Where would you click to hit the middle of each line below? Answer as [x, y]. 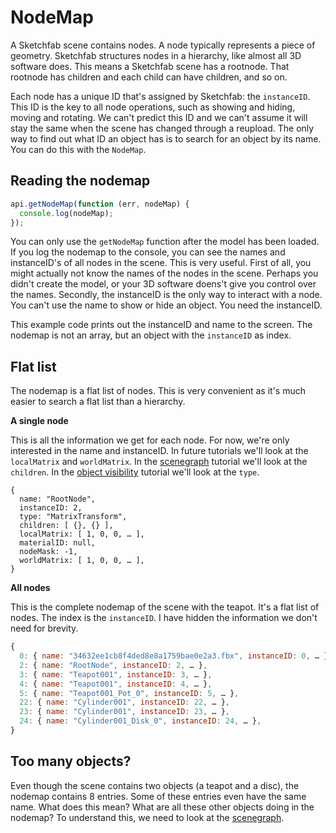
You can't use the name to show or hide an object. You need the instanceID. [166, 305]
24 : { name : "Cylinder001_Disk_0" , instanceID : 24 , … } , [140, 721]
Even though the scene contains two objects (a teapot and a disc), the [155, 785]
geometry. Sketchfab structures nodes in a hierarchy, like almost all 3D [156, 55]
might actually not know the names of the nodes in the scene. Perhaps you [164, 273]
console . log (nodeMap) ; [66, 213]
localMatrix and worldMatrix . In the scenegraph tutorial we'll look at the [159, 462]
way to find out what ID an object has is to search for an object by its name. [166, 138]
